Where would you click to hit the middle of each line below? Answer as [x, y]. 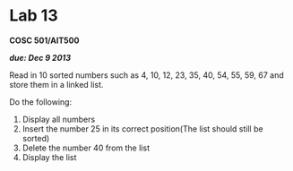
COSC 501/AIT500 [44, 40]
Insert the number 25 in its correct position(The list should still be [142, 128]
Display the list [49, 157]
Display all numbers [59, 119]
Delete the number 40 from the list [86, 148]
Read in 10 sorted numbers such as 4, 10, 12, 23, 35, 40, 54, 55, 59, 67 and [146, 75]
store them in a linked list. [56, 84]
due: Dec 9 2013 [40, 57]
